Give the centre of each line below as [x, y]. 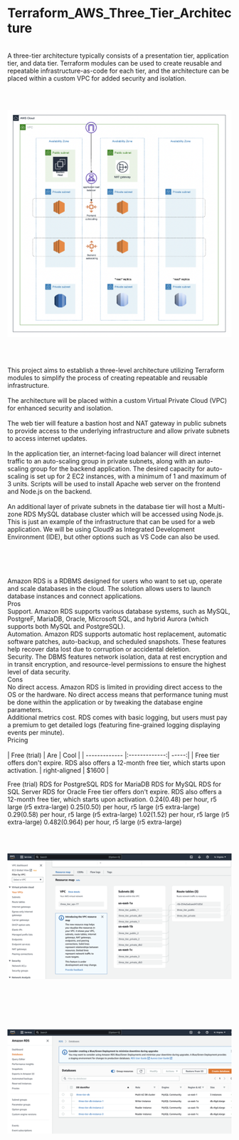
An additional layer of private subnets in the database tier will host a [107, 506]
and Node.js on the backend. [50, 491]
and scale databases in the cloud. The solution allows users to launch [109, 588]
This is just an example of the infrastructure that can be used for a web [111, 521]
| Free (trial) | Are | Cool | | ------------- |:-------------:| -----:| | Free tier [113, 755]
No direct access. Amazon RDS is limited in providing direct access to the [115, 687]
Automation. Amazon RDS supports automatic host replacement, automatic [117, 634]
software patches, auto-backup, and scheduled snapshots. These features [117, 641]
